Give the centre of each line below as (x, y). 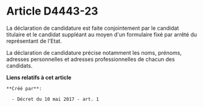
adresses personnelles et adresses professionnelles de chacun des (91, 59)
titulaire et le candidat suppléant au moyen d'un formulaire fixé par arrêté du (102, 34)
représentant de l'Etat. (34, 41)
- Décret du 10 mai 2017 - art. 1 (55, 99)
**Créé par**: (24, 88)
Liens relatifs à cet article (39, 77)
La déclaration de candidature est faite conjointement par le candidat (93, 28)
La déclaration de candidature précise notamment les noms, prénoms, (94, 52)
